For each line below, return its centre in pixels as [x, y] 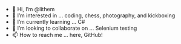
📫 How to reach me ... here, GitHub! [57, 35]
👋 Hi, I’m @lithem [33, 9]
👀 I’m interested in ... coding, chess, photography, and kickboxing [94, 15]
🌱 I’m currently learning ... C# [48, 22]
